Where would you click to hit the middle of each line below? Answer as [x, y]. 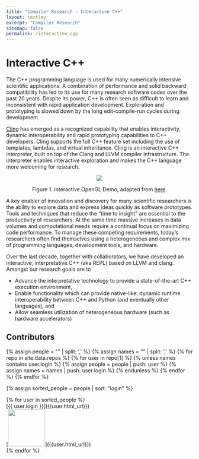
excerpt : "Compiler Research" [44, 23]
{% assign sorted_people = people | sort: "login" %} [70, 388]
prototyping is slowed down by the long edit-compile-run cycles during [93, 111]
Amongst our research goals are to [49, 269]
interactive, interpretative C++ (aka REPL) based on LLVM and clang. [90, 263]
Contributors [31, 337]
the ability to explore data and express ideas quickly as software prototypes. [99, 207]
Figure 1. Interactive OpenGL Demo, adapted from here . [99, 189]
